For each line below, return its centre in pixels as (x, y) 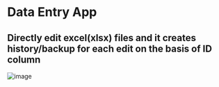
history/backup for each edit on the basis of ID (109, 48)
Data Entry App (52, 12)
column (24, 60)
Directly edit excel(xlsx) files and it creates (102, 38)
